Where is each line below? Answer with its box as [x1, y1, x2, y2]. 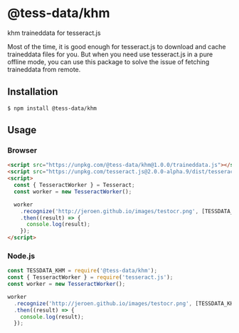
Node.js [7, 251, 36, 261]
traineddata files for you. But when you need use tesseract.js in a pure [7, 50, 213, 58]
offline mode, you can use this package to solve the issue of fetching [7, 57, 210, 66]
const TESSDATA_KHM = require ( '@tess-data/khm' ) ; [7, 267, 158, 275]
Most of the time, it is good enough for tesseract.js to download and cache [7, 42, 226, 51]
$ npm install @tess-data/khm [7, 105, 97, 112]
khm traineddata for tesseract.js [7, 29, 101, 37]
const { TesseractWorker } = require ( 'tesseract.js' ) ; [7, 274, 174, 281]
